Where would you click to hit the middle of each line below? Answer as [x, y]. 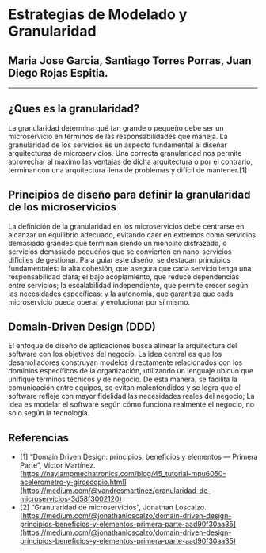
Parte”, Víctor [41, 465]
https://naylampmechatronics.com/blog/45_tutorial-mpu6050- [124, 474]
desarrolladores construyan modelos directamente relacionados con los [125, 362]
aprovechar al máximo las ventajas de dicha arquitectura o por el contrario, [131, 161]
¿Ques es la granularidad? [74, 109]
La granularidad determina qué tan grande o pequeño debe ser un [116, 127]
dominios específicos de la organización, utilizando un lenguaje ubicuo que [131, 371]
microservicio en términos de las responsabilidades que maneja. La [118, 136]
